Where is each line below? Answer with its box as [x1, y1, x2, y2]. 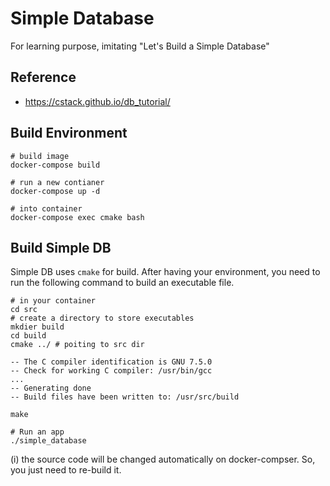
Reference [10, 69, 77, 86]
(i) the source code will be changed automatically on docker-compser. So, [10, 453, 316, 466]
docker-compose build [10, 160, 101, 170]
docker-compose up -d [10, 186, 101, 196]
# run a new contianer [10, 177, 105, 187]
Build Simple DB [10, 239, 112, 256]
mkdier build [10, 322, 65, 332]
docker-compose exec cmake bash [10, 212, 145, 222]
